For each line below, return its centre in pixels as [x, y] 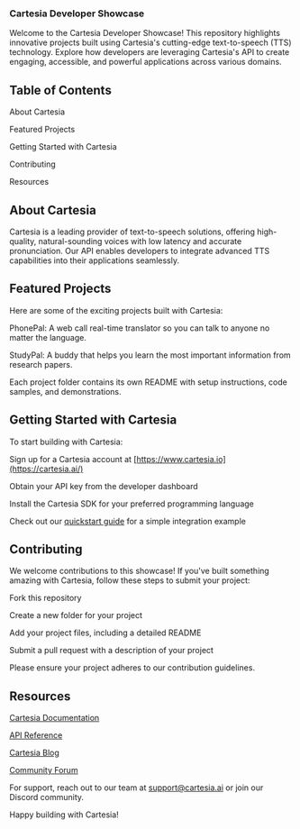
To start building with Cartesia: [66, 442]
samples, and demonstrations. [65, 391]
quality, [23, 241]
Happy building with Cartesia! [64, 815]
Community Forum [44, 770]
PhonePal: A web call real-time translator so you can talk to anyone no [140, 328]
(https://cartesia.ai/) [46, 469]
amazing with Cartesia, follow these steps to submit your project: [130, 580]
